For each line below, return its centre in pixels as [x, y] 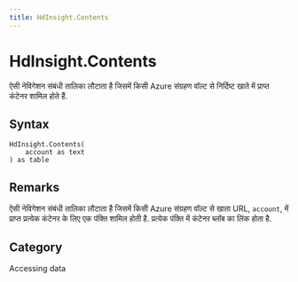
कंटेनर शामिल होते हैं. [39, 96]
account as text [55, 153]
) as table [29, 161]
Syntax [29, 124]
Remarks [35, 187]
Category [36, 247]
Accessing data [38, 268]
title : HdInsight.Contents [59, 17]
